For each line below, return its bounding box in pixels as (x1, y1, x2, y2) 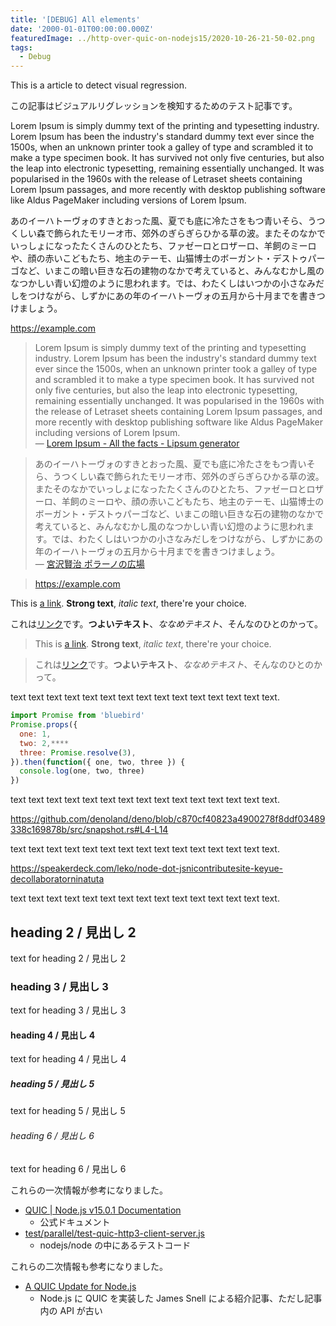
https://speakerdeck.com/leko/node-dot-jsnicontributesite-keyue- (10, 862, 284, 875)
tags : (10, 42, 33, 53)
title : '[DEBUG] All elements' (10, 14, 141, 25)
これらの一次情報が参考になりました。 (10, 1184, 168, 1196)
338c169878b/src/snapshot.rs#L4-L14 (10, 824, 169, 836)
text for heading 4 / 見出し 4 (10, 1053, 127, 1065)
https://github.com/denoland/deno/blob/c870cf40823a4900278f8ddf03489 (10, 813, 326, 825)
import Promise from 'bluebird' (10, 711, 145, 721)
